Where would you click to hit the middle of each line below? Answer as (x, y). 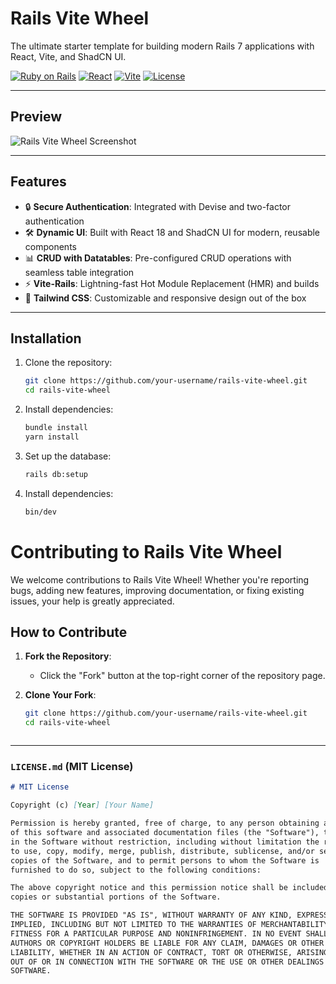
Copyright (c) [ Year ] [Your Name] (82, 805)
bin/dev (40, 512)
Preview (36, 117)
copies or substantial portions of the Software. (116, 897)
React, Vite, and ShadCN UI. (68, 56)
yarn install (52, 437)
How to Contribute (69, 632)
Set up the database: (68, 456)
